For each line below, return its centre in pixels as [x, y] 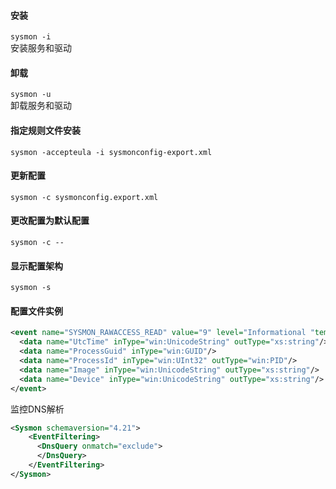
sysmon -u [31, 95]
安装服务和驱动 [41, 48]
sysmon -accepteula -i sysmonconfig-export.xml [111, 152]
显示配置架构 [36, 266]
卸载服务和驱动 [41, 106]
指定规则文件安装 [45, 130]
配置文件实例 [36, 311]
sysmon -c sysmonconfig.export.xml [84, 197]
